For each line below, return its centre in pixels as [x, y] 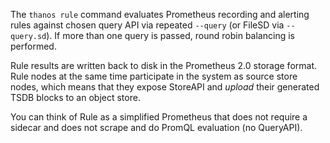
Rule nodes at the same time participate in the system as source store [154, 76]
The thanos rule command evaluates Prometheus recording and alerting [160, 14]
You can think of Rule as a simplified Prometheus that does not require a [159, 117]
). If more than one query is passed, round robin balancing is [170, 35]
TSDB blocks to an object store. [75, 97]
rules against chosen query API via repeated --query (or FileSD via [147, 25]
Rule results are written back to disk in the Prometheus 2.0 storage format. [164, 65]
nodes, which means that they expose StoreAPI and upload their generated [165, 87]
